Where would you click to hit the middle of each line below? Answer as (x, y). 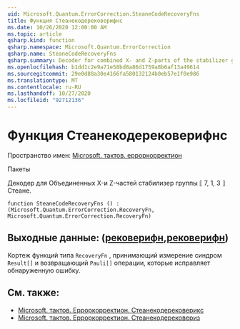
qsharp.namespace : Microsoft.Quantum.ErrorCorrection (89, 47)
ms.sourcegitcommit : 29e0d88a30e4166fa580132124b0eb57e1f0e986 (104, 74)
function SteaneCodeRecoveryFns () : (64, 203)
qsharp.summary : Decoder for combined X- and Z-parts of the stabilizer (118, 61)
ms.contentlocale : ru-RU (44, 87)
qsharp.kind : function (41, 41)
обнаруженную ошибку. (44, 270)
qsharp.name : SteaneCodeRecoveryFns (62, 54)
